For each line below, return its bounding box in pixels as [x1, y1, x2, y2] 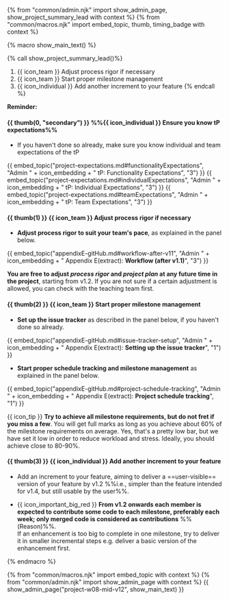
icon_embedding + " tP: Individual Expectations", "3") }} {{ [7, 183, 171, 191]
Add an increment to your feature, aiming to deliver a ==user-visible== [16, 472, 217, 481]
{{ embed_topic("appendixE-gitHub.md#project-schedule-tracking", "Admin [7, 384, 221, 393]
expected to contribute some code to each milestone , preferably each [16, 507, 220, 516]
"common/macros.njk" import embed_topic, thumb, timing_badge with [7, 21, 205, 28]
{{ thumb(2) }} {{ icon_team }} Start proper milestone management [7, 300, 201, 308]
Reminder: [7, 103, 38, 110]
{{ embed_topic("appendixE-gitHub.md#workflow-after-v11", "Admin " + [7, 250, 210, 258]
